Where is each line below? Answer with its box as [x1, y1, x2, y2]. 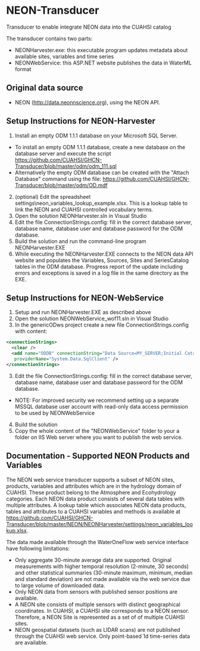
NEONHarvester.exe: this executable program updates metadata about [14, 46, 188, 54]
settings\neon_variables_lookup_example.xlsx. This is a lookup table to [14, 199, 188, 207]
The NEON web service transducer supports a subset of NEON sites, [6, 476, 175, 483]
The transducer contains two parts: [6, 35, 93, 42]
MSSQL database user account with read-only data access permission [14, 403, 189, 410]
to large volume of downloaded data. [14, 582, 105, 589]
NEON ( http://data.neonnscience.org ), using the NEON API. [14, 99, 161, 106]
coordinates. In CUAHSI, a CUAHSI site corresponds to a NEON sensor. [14, 607, 189, 614]
